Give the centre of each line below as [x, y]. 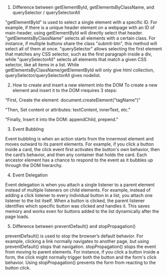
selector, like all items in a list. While [42, 65]
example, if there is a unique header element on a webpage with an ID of [80, 27]
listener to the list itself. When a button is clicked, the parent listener [75, 200]
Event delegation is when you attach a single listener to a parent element [80, 185]
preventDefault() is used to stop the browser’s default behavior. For [74, 236]
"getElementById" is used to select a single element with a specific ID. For [81, 22]
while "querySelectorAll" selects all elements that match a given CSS [76, 59]
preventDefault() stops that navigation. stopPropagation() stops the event [80, 246]
